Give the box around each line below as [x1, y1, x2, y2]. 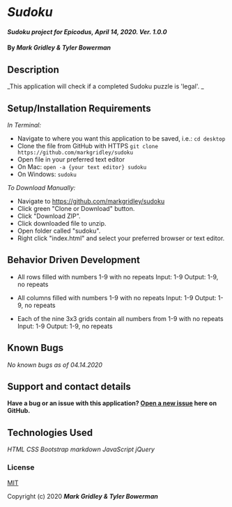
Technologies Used [7, 426, 93, 439]
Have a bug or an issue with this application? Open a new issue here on [7, 399, 217, 407]
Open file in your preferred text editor [17, 155, 125, 164]
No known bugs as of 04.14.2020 [7, 360, 103, 369]
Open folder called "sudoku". [17, 227, 101, 235]
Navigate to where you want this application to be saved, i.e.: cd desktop [17, 134, 226, 143]
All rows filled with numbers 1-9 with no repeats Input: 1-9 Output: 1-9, [17, 272, 219, 281]
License [7, 462, 35, 472]
